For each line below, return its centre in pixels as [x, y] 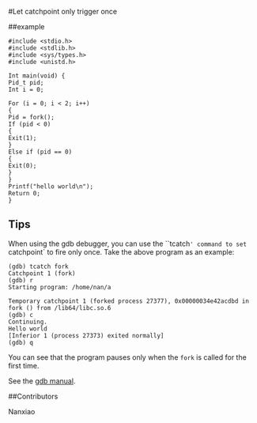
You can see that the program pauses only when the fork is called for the [127, 357]
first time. [24, 365]
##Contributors [33, 396]
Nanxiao [22, 411]
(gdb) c [21, 315]
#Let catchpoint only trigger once [63, 11]
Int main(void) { [37, 76]
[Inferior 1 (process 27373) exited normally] [86, 335]
